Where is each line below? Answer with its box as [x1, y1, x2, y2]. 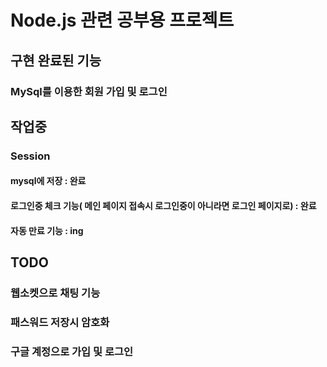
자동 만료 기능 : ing [10, 224, 84, 236]
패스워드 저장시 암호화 [10, 315, 110, 329]
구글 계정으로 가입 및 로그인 [10, 344, 134, 358]
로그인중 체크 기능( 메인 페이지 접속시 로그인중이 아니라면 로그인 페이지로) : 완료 [10, 200, 317, 211]
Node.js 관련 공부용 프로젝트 [10, 9, 235, 32]
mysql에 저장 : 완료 [10, 175, 87, 187]
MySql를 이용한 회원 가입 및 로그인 [10, 84, 168, 98]
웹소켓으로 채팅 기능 [10, 286, 101, 300]
